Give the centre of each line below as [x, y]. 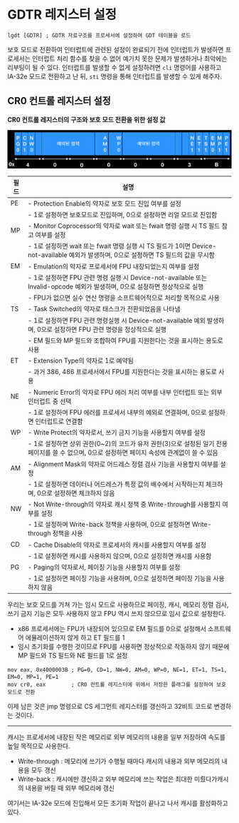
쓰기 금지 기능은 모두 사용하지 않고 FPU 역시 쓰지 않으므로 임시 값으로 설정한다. [117, 613]
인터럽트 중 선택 [49, 401]
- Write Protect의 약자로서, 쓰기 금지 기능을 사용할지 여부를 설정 [117, 433]
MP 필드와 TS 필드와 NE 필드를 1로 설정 [73, 655]
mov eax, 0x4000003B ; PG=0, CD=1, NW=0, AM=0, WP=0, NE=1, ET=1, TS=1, [117, 670]
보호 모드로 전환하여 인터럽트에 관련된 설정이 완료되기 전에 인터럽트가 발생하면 [116, 49]
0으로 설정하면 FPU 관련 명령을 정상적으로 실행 [102, 329]
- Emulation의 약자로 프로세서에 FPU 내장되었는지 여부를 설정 [113, 266]
